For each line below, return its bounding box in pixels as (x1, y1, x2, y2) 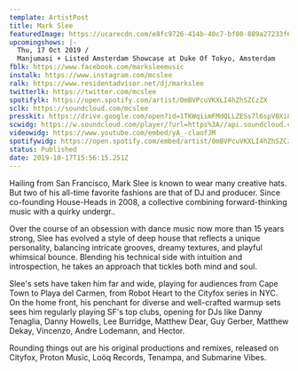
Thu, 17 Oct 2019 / (17, 46, 90, 55)
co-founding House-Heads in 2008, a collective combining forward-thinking (9, 196, 288, 207)
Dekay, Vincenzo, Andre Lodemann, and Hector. (9, 325, 185, 335)
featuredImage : (9, 29, 66, 38)
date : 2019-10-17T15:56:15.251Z (9, 153, 129, 162)
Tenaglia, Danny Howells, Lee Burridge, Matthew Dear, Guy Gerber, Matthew (9, 316, 289, 327)
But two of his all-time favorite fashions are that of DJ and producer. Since (9, 187, 281, 198)
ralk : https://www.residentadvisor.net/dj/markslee (9, 79, 204, 88)
